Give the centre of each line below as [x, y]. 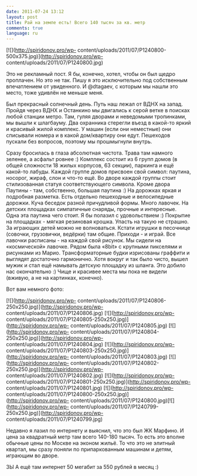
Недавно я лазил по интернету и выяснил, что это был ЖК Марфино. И [95, 431]
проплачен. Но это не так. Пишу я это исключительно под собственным [97, 81]
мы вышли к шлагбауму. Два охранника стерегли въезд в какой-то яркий [98, 123]
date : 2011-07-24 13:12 [35, 11]
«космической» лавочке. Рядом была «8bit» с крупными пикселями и [94, 247]
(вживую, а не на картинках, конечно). [55, 278]
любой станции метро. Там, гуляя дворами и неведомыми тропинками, [96, 117]
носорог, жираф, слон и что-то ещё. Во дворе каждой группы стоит [91, 178]
